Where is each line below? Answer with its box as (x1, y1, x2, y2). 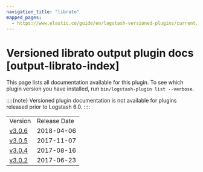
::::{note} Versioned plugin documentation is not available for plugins (6, 97, 177, 104)
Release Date (36, 117, 74, 126)
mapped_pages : (6, 14, 42, 21)
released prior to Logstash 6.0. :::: (6, 103, 91, 110)
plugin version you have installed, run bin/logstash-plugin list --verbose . (6, 85, 195, 92)
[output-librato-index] (6, 59, 120, 72)
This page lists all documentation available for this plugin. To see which (6, 79, 184, 86)
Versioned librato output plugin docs (6, 46, 194, 60)
